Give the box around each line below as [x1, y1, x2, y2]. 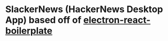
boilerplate [5, 25, 53, 36]
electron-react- [83, 14, 151, 26]
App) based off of [5, 14, 82, 26]
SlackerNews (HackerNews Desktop [5, 4, 163, 15]
